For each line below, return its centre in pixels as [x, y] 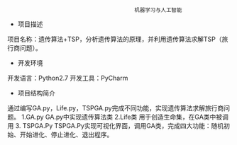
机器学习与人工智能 [158, 10]
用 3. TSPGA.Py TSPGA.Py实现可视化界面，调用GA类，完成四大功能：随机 [116, 126]
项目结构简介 [36, 93]
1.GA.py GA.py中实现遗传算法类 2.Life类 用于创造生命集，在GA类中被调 [125, 117]
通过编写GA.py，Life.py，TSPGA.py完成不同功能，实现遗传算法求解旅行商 [116, 108]
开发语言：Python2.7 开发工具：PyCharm [68, 78]
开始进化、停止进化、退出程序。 [66, 134]
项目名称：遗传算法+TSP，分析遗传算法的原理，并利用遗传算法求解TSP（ [115, 39]
